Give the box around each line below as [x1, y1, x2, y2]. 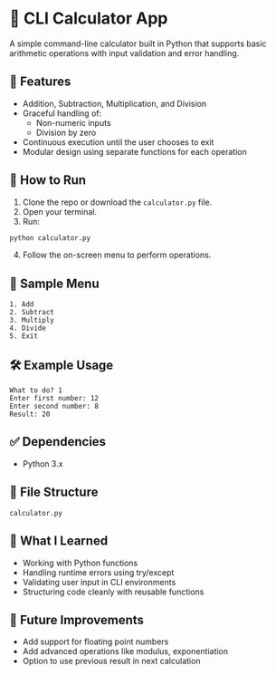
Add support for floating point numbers [22, 636, 169, 647]
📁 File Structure [9, 485, 99, 500]
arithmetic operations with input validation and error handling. [9, 47, 240, 58]
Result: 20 [9, 410, 51, 419]
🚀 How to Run [9, 172, 87, 188]
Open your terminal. [22, 206, 98, 217]
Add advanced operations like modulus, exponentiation [22, 646, 229, 657]
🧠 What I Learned [9, 534, 109, 549]
